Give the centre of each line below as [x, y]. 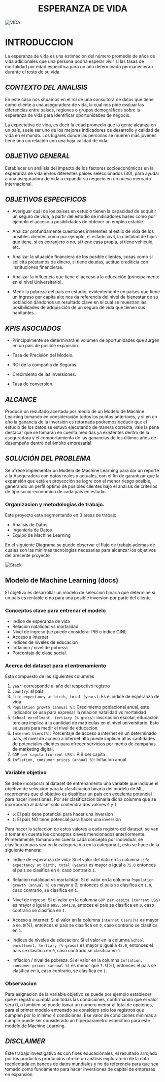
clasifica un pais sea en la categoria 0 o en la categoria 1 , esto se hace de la [82, 844]
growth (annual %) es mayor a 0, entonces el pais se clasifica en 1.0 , [82, 885]
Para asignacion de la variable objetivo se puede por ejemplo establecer [78, 994]
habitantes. [24, 313]
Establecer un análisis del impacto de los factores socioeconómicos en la [79, 168]
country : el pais [28, 691]
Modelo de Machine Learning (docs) [62, 581]
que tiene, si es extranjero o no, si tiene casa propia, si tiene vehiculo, [83, 242]
